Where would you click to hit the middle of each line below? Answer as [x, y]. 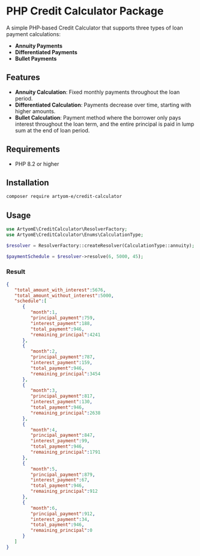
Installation [28, 183]
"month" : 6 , [44, 508]
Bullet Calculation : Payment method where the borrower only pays [98, 117]
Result [16, 272]
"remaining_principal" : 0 [62, 531]
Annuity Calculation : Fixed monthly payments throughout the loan [97, 92]
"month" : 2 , [44, 351]
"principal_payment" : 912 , [63, 514]
